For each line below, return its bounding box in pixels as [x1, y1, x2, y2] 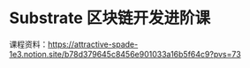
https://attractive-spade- [48, 39, 139, 49]
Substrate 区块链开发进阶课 [9, 8, 210, 28]
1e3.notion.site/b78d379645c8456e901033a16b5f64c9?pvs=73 [9, 49, 241, 59]
